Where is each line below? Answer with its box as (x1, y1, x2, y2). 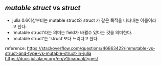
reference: (5, 45, 26, 51)
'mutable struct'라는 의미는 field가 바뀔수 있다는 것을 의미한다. (12, 29, 133, 35)
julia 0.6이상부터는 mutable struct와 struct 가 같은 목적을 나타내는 (12, 17, 139, 23)
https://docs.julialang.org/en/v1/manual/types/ (5, 55, 99, 61)
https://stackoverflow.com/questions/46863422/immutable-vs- (26, 45, 156, 51)
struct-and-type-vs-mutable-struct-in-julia (5, 50, 92, 56)
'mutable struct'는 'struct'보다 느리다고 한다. (12, 35, 99, 41)
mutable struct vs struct (5, 4, 81, 12)
